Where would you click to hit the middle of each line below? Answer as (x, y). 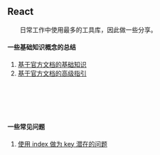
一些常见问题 (26, 127)
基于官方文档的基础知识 (52, 65)
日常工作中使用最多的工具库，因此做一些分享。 (89, 30)
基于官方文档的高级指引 (52, 73)
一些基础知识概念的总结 (42, 47)
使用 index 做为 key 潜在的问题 (63, 144)
